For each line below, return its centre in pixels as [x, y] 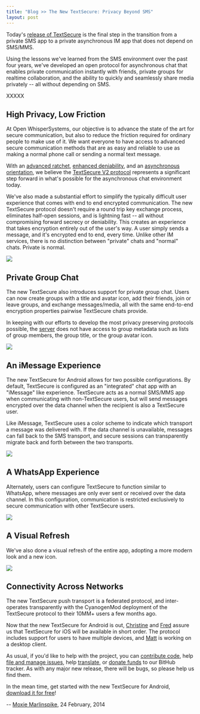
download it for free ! [31, 693]
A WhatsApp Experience [53, 473]
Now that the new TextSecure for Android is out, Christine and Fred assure [98, 625]
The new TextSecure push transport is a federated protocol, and [85, 601]
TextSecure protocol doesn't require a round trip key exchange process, [95, 209]
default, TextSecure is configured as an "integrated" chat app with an [92, 386]
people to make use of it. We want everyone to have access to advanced [96, 142]
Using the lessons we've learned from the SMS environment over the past [97, 59]
